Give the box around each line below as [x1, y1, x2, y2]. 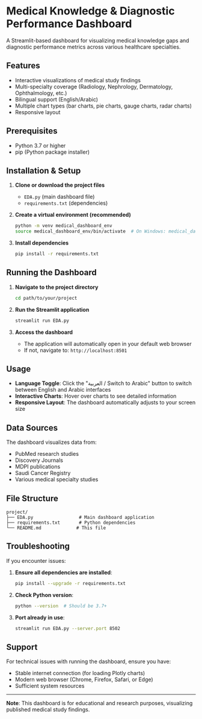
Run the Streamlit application [14, 306, 90, 313]
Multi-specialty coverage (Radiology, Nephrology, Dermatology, [14, 83, 173, 90]
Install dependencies [14, 239, 69, 247]
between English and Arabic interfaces [14, 386, 111, 393]
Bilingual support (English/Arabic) [14, 96, 98, 103]
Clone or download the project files [14, 181, 105, 189]
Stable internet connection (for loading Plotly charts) [14, 670, 145, 677]
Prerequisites [6, 126, 58, 136]
